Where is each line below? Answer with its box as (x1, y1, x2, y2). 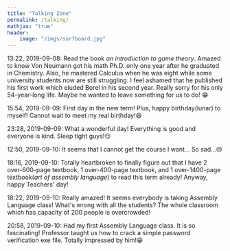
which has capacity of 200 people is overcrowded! (7, 208, 151, 217)
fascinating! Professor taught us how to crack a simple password (7, 229, 191, 237)
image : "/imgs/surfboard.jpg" (19, 36, 106, 43)
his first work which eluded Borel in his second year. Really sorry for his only (7, 84, 223, 92)
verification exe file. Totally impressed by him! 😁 (7, 236, 143, 244)
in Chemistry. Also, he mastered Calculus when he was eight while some (7, 69, 213, 77)
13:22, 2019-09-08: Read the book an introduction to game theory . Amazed (7, 54, 221, 62)
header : (7, 29, 30, 36)
